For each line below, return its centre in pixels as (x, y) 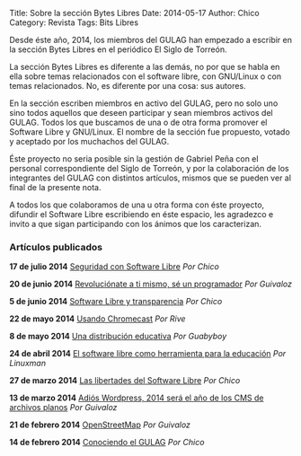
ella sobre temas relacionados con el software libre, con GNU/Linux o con (145, 76)
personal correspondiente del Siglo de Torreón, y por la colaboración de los (149, 168)
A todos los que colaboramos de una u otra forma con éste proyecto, (137, 205)
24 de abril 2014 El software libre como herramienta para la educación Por (148, 354)
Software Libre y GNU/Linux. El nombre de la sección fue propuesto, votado (150, 132)
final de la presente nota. (55, 187)
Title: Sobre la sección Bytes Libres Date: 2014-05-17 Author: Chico (134, 13)
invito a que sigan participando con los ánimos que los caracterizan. (136, 224)
